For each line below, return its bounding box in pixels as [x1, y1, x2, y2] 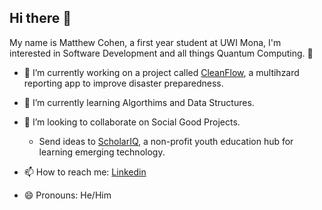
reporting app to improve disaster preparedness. [23, 77, 224, 89]
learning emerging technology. [38, 146, 166, 158]
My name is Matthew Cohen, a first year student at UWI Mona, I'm [9, 36, 282, 48]
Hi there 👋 [9, 10, 72, 27]
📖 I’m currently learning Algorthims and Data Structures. [23, 96, 255, 108]
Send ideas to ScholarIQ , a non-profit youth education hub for [38, 135, 294, 147]
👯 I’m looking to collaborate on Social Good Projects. [23, 116, 241, 128]
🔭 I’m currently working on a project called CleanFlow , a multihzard [23, 66, 300, 78]
